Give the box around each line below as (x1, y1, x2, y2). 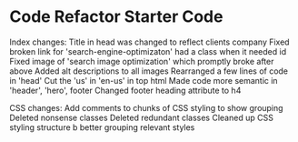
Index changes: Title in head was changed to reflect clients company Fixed (9, 36, 290, 47)
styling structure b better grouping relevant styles (9, 121, 195, 133)
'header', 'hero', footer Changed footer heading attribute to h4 (9, 85, 242, 96)
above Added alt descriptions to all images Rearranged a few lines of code (9, 66, 289, 76)
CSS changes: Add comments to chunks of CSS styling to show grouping (9, 102, 283, 113)
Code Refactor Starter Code (9, 6, 223, 27)
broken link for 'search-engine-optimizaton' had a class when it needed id (9, 46, 287, 56)
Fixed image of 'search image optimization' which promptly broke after (9, 56, 274, 66)
